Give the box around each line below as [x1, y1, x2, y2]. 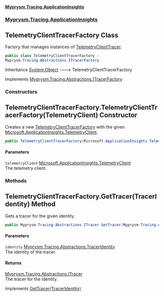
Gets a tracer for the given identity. [5, 213, 76, 219]
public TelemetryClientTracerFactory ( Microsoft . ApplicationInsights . [5, 138, 150, 143]
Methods [5, 177, 27, 184]
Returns [5, 260, 22, 266]
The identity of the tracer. [5, 249, 57, 255]
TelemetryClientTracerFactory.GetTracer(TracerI [5, 193, 157, 201]
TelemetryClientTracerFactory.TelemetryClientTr [5, 103, 158, 112]
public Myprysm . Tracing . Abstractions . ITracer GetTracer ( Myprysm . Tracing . [5, 222, 159, 227]
